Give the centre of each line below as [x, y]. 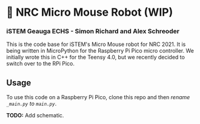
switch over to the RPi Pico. [40, 64]
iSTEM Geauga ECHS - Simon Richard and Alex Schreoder [93, 31]
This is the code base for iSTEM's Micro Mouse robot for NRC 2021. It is [96, 44]
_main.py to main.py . [32, 104]
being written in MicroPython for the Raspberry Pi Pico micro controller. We [100, 51]
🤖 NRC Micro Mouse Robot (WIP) [90, 12]
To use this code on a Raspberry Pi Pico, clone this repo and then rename [98, 97]
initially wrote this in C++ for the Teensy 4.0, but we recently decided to [95, 57]
